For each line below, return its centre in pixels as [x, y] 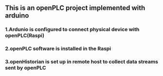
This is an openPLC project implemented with [75, 8]
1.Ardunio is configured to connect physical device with [72, 30]
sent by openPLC [26, 68]
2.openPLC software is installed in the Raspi [58, 49]
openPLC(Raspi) [25, 36]
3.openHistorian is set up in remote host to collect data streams [81, 62]
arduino [17, 16]
